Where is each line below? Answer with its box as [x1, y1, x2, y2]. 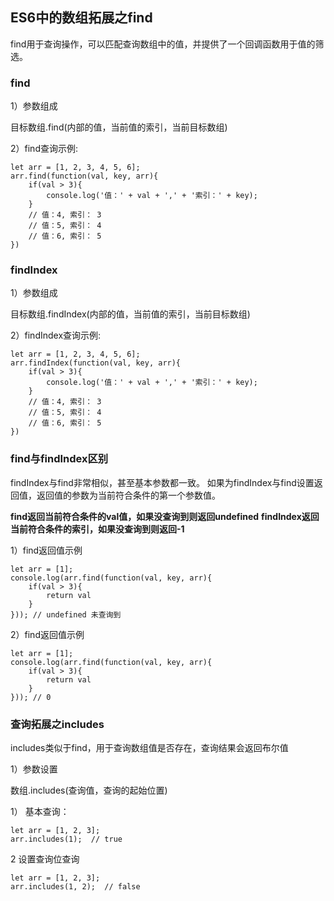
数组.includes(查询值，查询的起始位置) [10, 784, 168, 796]
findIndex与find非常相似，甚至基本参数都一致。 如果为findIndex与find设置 [10, 476, 315, 488]
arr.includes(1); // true [10, 834, 123, 844]
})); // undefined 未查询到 [10, 609, 122, 620]
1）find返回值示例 [10, 544, 83, 556]
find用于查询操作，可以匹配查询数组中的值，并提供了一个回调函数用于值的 [10, 38, 316, 50]
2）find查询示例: [10, 143, 78, 155]
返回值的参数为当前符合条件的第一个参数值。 [36, 489, 221, 501]
